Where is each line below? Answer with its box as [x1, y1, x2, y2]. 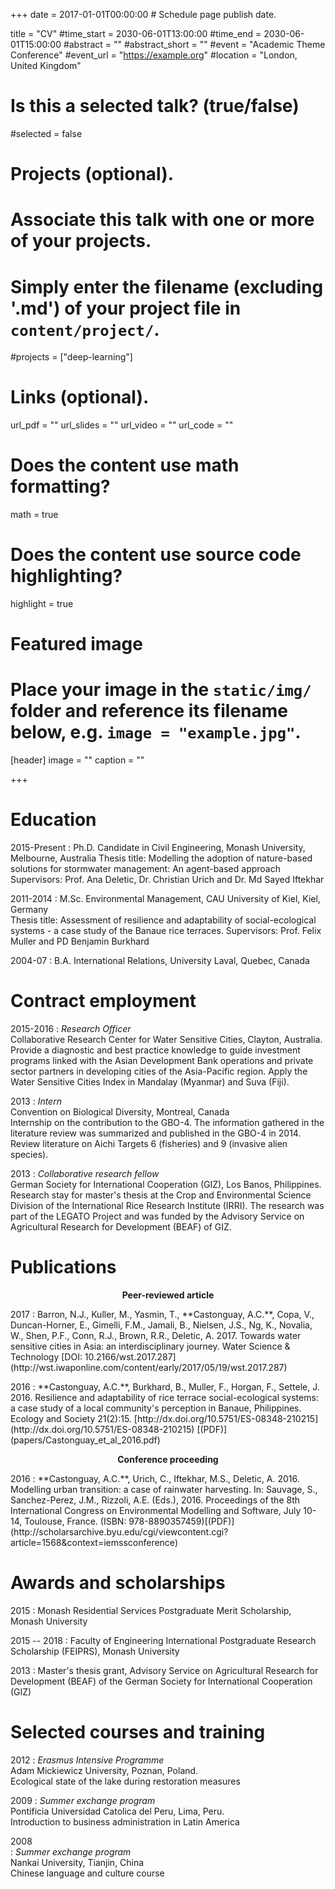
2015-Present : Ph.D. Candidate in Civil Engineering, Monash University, [10, 842, 306, 854]
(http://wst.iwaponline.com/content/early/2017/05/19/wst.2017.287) [10, 1362, 288, 1373]
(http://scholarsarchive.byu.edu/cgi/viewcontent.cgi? [10, 1526, 229, 1538]
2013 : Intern [10, 1095, 62, 1108]
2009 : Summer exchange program [10, 1794, 156, 1806]
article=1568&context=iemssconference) [10, 1537, 178, 1548]
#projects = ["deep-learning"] [10, 351, 133, 363]
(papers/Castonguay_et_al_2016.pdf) [10, 1434, 161, 1446]
